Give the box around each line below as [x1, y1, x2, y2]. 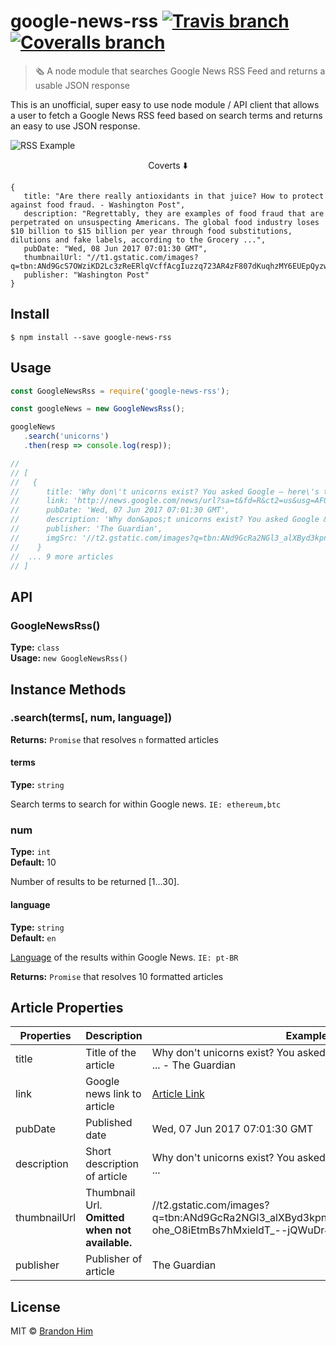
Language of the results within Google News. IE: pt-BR [10, 951, 239, 963]
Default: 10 [10, 856, 57, 869]
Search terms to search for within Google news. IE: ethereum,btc [10, 798, 282, 810]
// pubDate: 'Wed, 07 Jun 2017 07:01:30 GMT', [10, 505, 230, 515]
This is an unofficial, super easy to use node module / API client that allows [10, 98, 320, 110]
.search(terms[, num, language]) [10, 711, 173, 725]
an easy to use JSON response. [10, 120, 141, 132]
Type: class [10, 641, 60, 654]
